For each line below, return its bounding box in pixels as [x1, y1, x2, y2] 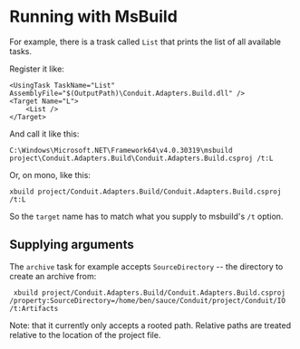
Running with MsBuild [9, 6, 179, 27]
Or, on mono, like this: [9, 169, 91, 180]
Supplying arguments [9, 237, 134, 252]
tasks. [9, 45, 33, 56]
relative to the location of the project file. [9, 329, 161, 340]
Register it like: [9, 63, 65, 74]
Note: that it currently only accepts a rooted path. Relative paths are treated [9, 319, 292, 331]
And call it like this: [9, 128, 80, 139]
